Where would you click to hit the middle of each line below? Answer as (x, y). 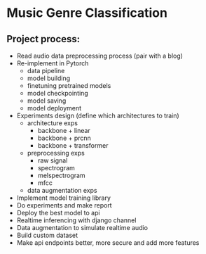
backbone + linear (64, 131)
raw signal (53, 160)
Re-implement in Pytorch (53, 63)
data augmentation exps (62, 190)
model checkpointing (57, 93)
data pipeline (46, 71)
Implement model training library (64, 198)
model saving (47, 101)
